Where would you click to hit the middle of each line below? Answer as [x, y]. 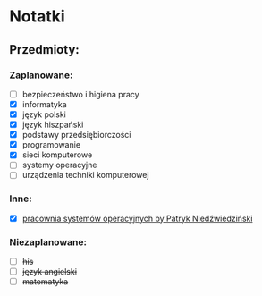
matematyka [45, 282]
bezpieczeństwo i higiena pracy [81, 94]
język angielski [50, 272]
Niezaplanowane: [48, 241]
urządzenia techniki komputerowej [85, 175]
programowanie [51, 145]
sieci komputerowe [57, 155]
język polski [44, 114]
